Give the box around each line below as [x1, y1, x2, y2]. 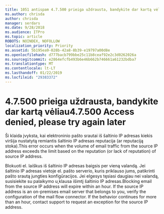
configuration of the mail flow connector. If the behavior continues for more [5, 194, 157, 199]
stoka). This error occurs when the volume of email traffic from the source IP [5, 143, 158, 149]
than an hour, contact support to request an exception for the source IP [5, 199, 148, 205]
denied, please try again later [5, 116, 126, 127]
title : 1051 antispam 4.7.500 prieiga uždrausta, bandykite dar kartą [5, 7, 152, 12]
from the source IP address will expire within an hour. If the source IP [5, 183, 144, 189]
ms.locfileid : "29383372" [5, 75, 58, 80]
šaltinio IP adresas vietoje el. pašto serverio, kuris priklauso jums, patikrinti [5, 168, 155, 174]
